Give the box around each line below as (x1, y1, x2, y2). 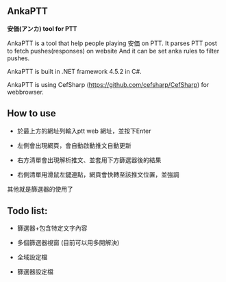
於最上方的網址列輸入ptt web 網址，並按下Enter (16, 127, 151, 135)
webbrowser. (7, 88, 45, 96)
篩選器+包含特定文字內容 (16, 224, 88, 232)
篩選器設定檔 (16, 268, 53, 276)
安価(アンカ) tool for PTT (7, 24, 77, 33)
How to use (7, 107, 56, 119)
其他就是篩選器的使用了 (7, 185, 73, 193)
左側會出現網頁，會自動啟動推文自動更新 (16, 141, 131, 149)
